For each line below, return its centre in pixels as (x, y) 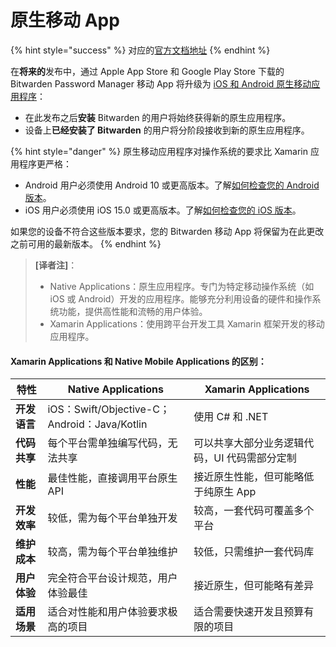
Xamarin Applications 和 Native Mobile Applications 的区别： (138, 361)
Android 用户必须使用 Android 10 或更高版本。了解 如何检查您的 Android (172, 185)
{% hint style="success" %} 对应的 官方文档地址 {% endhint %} (140, 50)
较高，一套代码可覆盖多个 (254, 511)
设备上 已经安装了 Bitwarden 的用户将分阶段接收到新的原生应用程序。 (167, 130)
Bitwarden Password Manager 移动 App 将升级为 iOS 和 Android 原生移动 (161, 83)
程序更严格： (45, 163)
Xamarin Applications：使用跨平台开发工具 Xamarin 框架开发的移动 (187, 323)
